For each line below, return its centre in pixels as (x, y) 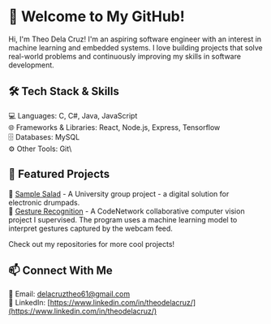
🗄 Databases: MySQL (44, 136)
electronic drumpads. (44, 202)
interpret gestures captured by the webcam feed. (90, 228)
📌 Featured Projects (59, 174)
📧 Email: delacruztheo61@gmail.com (69, 294)
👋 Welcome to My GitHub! (97, 17)
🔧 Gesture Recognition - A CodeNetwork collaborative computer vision (127, 211)
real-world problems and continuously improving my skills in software (125, 56)
